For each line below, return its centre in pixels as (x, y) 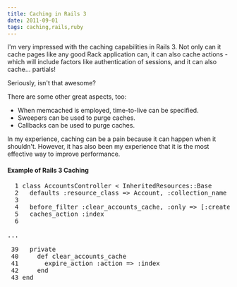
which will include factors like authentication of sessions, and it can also (112, 62)
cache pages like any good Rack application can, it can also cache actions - (117, 54)
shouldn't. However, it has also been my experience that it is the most (108, 147)
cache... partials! (32, 69)
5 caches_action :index (59, 214)
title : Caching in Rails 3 (47, 14)
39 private (34, 249)
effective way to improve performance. (64, 154)
